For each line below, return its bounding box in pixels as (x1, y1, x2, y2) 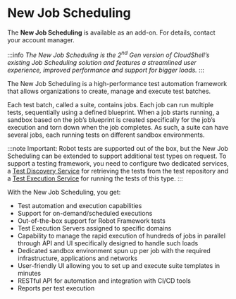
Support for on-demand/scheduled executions (17, 209, 153, 217)
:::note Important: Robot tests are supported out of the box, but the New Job (7, 144, 229, 152)
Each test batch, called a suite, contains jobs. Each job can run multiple (7, 100, 214, 109)
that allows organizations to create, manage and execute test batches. (7, 87, 211, 95)
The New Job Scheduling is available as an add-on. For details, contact (7, 28, 216, 37)
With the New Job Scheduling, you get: (7, 188, 121, 196)
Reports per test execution (17, 283, 95, 292)
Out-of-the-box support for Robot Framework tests (17, 216, 166, 225)
